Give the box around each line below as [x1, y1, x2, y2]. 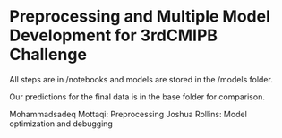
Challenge [9, 45, 88, 65]
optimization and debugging [9, 118, 114, 129]
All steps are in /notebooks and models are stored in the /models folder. [9, 73, 273, 84]
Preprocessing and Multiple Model [9, 6, 270, 27]
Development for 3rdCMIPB [9, 25, 218, 46]
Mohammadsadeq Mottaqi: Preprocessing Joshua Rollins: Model [9, 108, 248, 119]
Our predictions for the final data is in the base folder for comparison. [9, 91, 266, 102]
